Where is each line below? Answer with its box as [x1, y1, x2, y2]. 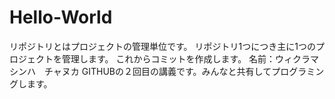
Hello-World [9, 6, 113, 29]
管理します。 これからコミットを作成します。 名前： [61, 52, 276, 65]
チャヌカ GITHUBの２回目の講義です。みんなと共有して [43, 65, 272, 77]
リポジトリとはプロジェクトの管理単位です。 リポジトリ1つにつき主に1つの [9, 40, 316, 52]
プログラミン [271, 65, 325, 77]
